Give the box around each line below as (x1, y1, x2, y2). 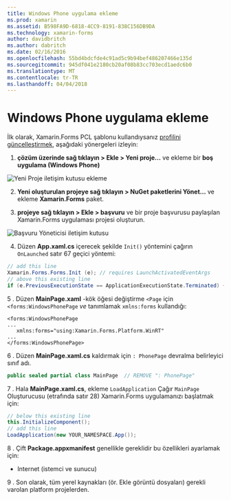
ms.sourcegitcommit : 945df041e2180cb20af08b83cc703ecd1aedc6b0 (7, 61, 192, 68)
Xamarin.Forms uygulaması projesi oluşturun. (16, 216, 146, 224)
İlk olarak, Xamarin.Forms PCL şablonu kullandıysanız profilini (7, 133, 181, 141)
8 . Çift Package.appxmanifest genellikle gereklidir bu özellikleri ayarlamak (7, 444, 221, 452)
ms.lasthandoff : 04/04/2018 (7, 81, 88, 87)
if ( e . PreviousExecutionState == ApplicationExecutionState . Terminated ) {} (7, 282, 229, 289)
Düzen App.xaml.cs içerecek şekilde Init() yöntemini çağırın (16, 242, 193, 251)
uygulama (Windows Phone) (16, 161, 100, 169)
